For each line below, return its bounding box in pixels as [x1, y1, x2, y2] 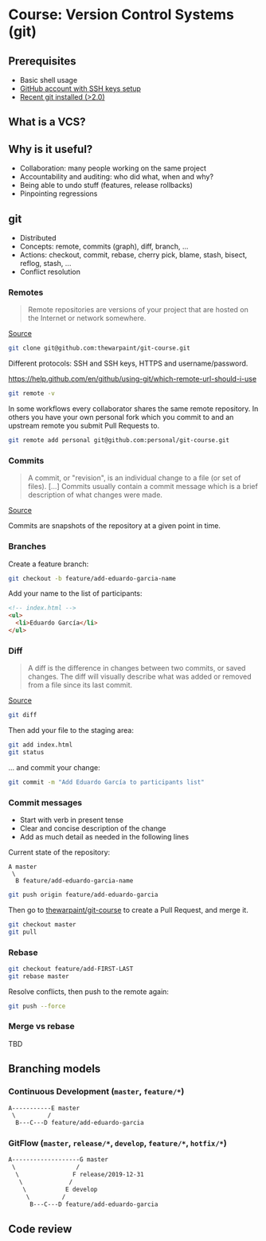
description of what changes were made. [27, 490, 163, 499]
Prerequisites [8, 54, 76, 68]
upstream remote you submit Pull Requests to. [8, 421, 160, 431]
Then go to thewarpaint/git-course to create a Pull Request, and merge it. [8, 905, 248, 914]
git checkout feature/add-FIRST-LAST [8, 965, 134, 973]
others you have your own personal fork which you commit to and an [8, 413, 234, 422]
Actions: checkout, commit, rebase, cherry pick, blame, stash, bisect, [19, 250, 248, 260]
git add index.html [8, 741, 73, 750]
